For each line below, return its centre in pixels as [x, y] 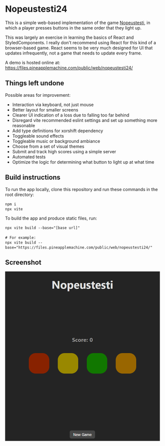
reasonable [24, 125]
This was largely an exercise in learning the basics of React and [69, 37]
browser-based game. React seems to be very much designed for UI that [79, 48]
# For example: [21, 237]
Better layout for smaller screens [45, 110]
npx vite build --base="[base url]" [42, 228]
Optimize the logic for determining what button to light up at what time [83, 162]
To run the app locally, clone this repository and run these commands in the [82, 189]
